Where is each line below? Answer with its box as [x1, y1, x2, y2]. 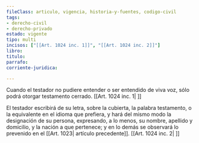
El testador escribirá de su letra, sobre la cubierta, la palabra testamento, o [6, 105, 192, 112]
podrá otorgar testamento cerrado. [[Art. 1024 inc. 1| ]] [6, 93, 142, 100]
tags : [6, 14, 20, 20]
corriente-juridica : [6, 64, 58, 71]
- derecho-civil [6, 20, 47, 26]
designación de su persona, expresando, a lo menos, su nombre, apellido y [6, 117, 193, 124]
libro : [6, 48, 23, 54]
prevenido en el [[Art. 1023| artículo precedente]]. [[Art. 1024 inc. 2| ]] [6, 130, 180, 137]
